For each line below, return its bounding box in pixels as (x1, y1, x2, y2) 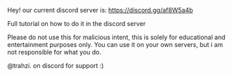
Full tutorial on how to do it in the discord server (7, 20, 146, 27)
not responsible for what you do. (7, 48, 102, 56)
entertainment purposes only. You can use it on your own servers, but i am (7, 41, 224, 48)
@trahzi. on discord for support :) (7, 62, 104, 69)
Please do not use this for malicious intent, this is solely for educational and (7, 33, 226, 41)
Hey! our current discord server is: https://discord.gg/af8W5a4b (7, 6, 193, 14)
